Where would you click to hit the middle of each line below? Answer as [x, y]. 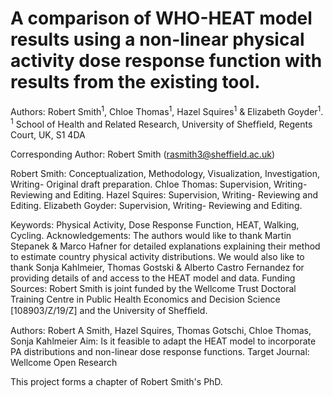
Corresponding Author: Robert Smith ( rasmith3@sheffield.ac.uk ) [142, 154]
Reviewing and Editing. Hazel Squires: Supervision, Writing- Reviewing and [164, 195]
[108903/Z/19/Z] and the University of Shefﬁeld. [109, 311]
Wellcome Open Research [64, 363]
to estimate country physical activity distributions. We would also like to [157, 257]
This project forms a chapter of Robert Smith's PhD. [116, 382]
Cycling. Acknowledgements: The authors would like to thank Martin [151, 236]
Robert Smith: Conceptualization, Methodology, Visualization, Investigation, [165, 174]
